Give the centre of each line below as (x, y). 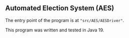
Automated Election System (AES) (60, 8)
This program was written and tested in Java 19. (55, 30)
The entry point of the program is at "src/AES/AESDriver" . (65, 20)
